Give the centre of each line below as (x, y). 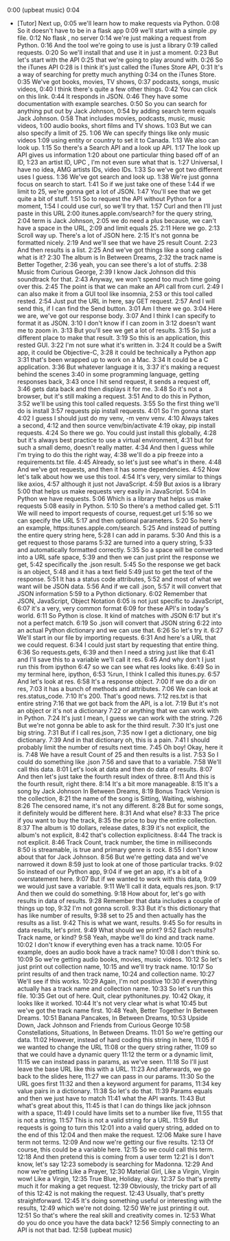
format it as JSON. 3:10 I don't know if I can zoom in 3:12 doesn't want (116, 323)
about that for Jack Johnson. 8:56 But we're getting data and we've (113, 857)
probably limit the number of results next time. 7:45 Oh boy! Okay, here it (120, 747)
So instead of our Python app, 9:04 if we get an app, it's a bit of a (110, 871)
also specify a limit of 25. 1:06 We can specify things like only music (113, 133)
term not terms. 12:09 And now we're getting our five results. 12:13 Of (115, 1142)
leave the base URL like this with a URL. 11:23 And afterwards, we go (114, 1069)
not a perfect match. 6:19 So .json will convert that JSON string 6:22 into (119, 623)
